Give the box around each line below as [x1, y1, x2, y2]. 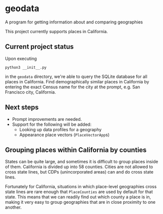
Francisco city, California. [5, 89, 56, 95]
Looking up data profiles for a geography [19, 126, 102, 132]
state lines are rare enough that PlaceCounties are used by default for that [5, 189, 153, 195]
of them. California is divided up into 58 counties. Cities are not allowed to [5, 164, 153, 170]
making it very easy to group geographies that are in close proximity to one [5, 199, 156, 205]
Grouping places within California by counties [5, 146, 147, 154]
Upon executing [5, 56, 37, 61]
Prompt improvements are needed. [12, 116, 82, 122]
